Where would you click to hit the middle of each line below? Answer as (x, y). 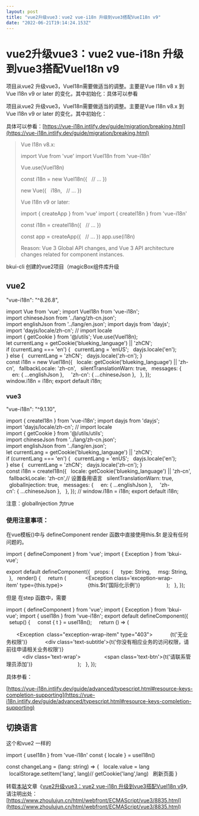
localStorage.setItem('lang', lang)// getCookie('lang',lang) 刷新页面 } (93, 773)
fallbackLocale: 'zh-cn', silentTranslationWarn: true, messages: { (100, 368)
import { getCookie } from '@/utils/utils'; (55, 434)
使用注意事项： (28, 520)
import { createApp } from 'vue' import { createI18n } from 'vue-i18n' (104, 214)
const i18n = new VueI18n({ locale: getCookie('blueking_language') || (92, 362)
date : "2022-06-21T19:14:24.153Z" (49, 23)
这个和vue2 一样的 (29, 743)
